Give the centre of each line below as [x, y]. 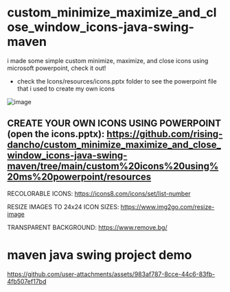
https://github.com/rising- [164, 134]
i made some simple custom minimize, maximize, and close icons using [108, 60]
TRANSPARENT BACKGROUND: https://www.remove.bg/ [87, 227]
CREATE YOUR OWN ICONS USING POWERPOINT [114, 124]
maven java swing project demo [100, 255]
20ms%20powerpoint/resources [79, 177]
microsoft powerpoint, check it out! [57, 68]
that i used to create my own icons [66, 88]
